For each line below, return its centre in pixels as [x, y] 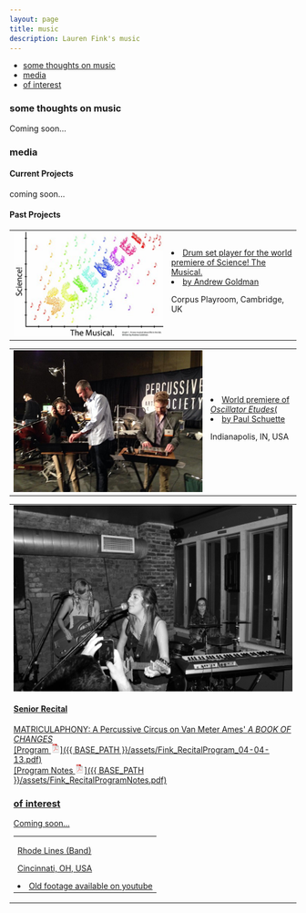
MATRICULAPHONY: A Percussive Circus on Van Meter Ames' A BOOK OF [152, 729]
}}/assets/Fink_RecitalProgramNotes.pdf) [90, 780]
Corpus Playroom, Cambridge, [228, 300]
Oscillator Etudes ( [244, 409]
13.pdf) [28, 759]
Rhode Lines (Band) [55, 850]
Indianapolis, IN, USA [250, 436]
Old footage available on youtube [91, 886]
